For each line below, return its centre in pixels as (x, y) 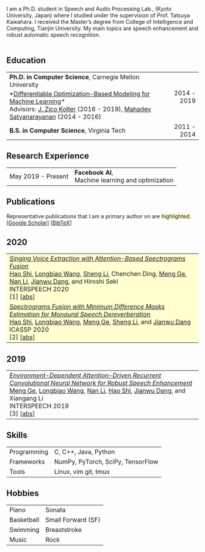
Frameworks (27, 462)
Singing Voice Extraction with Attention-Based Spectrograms (98, 259)
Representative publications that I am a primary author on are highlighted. (99, 216)
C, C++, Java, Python (85, 452)
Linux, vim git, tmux (82, 471)
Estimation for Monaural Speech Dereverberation (80, 314)
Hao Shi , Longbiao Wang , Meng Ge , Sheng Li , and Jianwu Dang (100, 322)
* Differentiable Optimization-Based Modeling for (80, 94)
